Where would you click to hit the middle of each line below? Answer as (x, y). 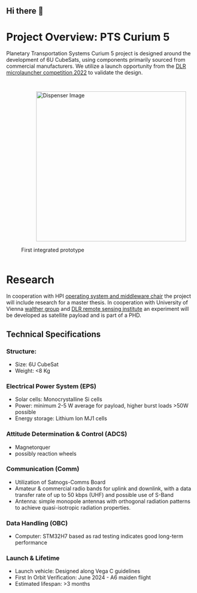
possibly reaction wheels (46, 453)
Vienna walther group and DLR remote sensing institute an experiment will (98, 309)
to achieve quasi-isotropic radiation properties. (73, 507)
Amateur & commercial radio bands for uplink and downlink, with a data (103, 488)
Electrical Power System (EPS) (51, 386)
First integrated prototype (53, 250)
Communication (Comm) (43, 469)
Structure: (22, 351)
